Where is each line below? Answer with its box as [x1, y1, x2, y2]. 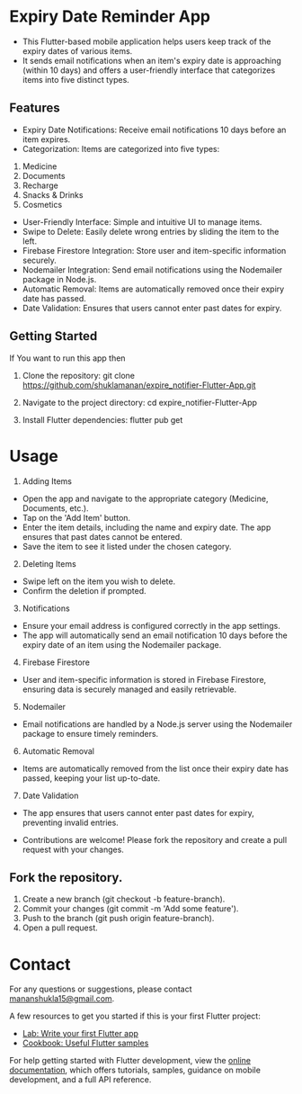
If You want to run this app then [9, 353, 126, 363]
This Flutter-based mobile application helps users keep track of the [22, 36, 271, 47]
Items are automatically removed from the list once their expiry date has [22, 763, 289, 774]
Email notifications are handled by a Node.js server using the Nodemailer [22, 718, 293, 730]
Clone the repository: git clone [22, 370, 135, 381]
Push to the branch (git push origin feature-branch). [22, 913, 215, 924]
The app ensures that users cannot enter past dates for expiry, [22, 807, 254, 818]
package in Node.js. [22, 273, 97, 284]
